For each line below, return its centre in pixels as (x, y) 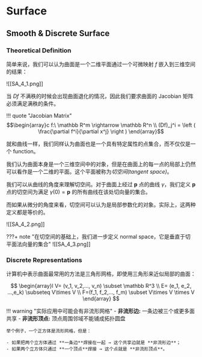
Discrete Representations (44, 260)
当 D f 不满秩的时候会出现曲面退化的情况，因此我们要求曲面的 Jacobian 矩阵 (100, 96)
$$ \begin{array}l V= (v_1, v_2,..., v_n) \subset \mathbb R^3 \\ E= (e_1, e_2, (101, 286)
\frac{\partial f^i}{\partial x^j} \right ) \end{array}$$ (101, 131)
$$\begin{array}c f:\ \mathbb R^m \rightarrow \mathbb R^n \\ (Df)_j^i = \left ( (101, 125)
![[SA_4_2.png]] (26, 224)
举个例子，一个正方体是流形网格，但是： (49, 331)
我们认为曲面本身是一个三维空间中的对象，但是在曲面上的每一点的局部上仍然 (101, 164)
